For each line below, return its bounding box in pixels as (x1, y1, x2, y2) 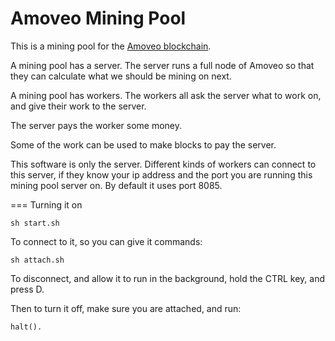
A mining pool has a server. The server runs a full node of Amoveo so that (10, 59, 315, 71)
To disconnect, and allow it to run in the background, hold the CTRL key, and (10, 272, 325, 284)
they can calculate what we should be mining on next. (10, 70, 232, 82)
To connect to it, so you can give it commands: (10, 235, 203, 247)
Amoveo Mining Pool (10, 7, 187, 30)
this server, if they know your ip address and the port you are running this (10, 168, 313, 181)
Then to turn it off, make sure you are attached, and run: (10, 302, 242, 314)
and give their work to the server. (10, 100, 147, 112)
